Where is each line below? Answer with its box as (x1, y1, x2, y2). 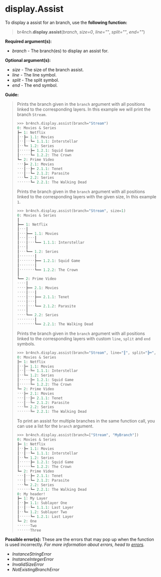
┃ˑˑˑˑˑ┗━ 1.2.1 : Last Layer (16, 514, 74, 519)
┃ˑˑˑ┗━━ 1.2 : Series (16, 250, 59, 254)
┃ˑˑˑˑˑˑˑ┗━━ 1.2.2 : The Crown (16, 267, 79, 272)
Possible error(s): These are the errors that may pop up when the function (5, 537, 154, 542)
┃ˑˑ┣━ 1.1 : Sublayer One (16, 500, 67, 505)
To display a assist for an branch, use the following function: (5, 19, 128, 25)
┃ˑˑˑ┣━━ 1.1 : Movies (16, 231, 59, 236)
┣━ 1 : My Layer (16, 496, 48, 501)
